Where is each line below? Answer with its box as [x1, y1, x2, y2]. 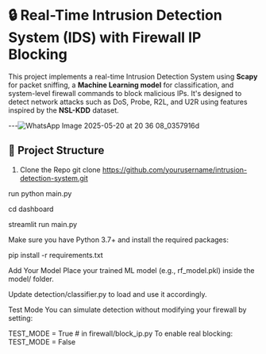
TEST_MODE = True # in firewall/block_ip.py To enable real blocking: [8, 329, 233, 338]
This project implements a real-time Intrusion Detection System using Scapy [8, 71, 258, 81]
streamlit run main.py [8, 219, 78, 229]
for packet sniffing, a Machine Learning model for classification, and [8, 80, 234, 90]
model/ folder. [8, 274, 54, 283]
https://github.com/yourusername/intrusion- [102, 164, 248, 175]
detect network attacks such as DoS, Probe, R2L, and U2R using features [8, 97, 248, 106]
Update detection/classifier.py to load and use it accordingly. [8, 289, 207, 298]
